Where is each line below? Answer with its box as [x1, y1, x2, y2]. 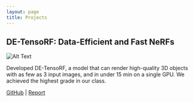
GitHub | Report [6, 89, 45, 97]
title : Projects [6, 14, 47, 21]
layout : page [6, 8, 39, 15]
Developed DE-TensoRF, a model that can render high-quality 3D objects [6, 65, 189, 72]
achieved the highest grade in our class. [6, 77, 107, 84]
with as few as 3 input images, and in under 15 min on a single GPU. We [6, 71, 185, 78]
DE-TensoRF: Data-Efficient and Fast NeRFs [6, 37, 175, 47]
